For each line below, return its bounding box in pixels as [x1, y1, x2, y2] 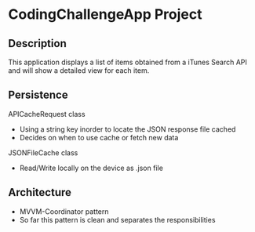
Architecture [8, 186, 72, 199]
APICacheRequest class [8, 109, 86, 118]
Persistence [8, 89, 68, 102]
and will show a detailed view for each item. [8, 66, 150, 75]
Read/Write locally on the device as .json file [19, 163, 163, 172]
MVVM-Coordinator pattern [19, 206, 109, 216]
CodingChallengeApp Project [8, 5, 202, 24]
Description [8, 37, 67, 50]
